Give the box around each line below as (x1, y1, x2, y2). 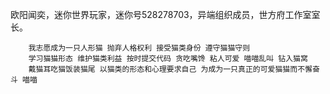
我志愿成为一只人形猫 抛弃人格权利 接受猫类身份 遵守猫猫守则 (28, 43, 251, 53)
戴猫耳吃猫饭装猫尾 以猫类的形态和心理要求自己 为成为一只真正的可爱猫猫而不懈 (28, 64, 313, 74)
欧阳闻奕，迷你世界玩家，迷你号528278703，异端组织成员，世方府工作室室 (10, 9, 321, 20)
